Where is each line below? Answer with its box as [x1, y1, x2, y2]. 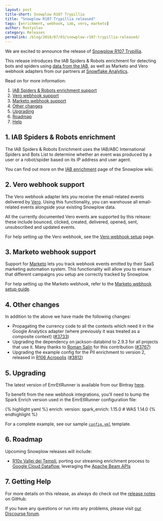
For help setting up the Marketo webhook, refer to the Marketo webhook [5, 281, 152, 287]
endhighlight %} [5, 411, 38, 417]
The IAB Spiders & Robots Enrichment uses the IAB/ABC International [5, 146, 145, 152]
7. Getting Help [5, 478, 51, 486]
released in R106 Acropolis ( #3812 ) [12, 354, 84, 360]
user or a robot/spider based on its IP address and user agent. [5, 156, 131, 163]
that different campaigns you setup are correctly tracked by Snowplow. [5, 272, 149, 278]
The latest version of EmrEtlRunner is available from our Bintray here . [5, 382, 145, 387]
